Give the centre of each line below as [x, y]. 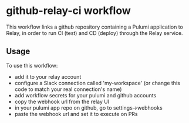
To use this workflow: [32, 65]
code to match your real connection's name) [68, 89]
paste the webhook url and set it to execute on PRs [76, 114]
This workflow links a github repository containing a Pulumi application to [95, 27]
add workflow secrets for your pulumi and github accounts [85, 95]
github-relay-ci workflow [68, 11]
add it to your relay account [48, 76]
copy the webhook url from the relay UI [62, 101]
